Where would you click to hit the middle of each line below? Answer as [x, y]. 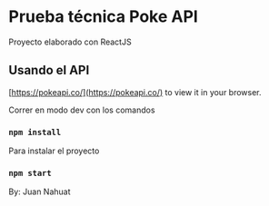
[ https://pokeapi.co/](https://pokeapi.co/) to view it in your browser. [135, 92]
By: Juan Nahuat [40, 191]
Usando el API [49, 70]
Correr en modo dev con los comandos [82, 110]
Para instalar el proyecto [54, 151]
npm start [30, 173]
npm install [35, 132]
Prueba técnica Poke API [104, 17]
